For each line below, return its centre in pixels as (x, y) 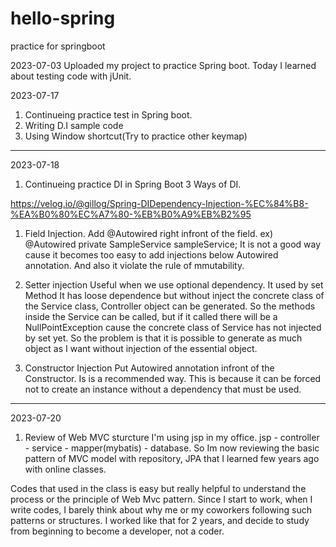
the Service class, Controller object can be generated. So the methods (170, 306)
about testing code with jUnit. (71, 76)
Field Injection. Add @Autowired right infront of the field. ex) (149, 233)
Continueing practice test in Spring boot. (108, 114)
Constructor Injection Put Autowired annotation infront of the (149, 368)
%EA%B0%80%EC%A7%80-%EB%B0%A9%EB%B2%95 (131, 214)
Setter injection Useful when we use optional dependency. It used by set (174, 284)
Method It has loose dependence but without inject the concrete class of (174, 295)
